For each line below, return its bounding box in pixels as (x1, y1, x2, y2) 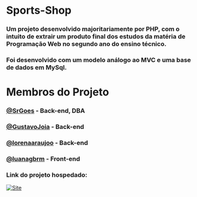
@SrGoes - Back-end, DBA (6, 107, 85, 115)
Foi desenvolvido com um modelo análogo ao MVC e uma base (6, 56, 191, 64)
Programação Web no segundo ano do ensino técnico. (6, 40, 167, 48)
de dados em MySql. (6, 63, 67, 72)
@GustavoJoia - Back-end (6, 123, 85, 131)
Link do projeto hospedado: (6, 171, 88, 179)
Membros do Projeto (6, 85, 109, 99)
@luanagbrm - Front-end (6, 155, 81, 163)
